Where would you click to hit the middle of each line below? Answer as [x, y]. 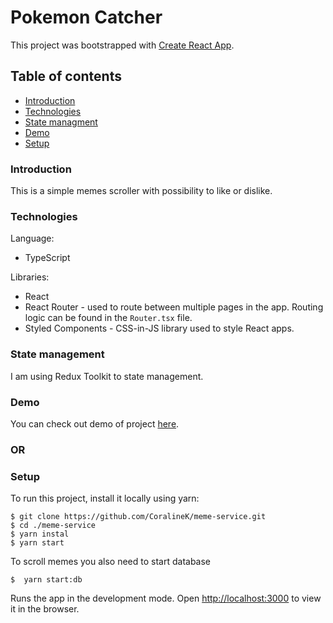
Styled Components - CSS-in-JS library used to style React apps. [159, 328]
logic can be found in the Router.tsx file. [108, 318]
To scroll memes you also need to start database [111, 562]
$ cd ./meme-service [53, 526]
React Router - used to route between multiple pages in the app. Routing [174, 307]
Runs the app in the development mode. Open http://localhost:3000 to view [166, 598]
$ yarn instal [40, 534]
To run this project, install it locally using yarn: [105, 498]
